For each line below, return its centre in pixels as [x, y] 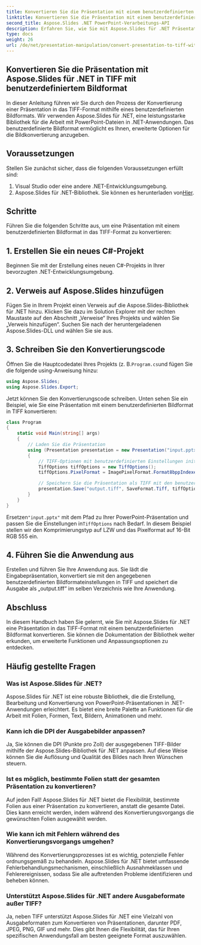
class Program [24, 422]
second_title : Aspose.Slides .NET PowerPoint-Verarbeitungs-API [88, 23]
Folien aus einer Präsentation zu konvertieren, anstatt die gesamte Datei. [96, 806]
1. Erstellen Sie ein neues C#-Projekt [75, 251]
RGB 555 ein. [22, 536]
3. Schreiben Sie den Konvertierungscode [86, 350]
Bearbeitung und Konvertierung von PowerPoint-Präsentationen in [88, 702]
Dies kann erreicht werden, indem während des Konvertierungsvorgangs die [100, 812]
